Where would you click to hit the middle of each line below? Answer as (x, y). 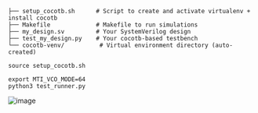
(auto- (222, 45)
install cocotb (33, 18)
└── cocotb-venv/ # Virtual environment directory (109, 45)
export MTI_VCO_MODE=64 (47, 79)
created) (22, 52)
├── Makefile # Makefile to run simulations (103, 25)
